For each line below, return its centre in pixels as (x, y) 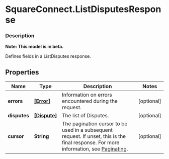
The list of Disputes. (86, 116)
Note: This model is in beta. (34, 47)
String (41, 136)
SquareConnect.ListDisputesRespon (83, 9)
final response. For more (91, 143)
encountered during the (90, 101)
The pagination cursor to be (95, 124)
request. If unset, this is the (94, 136)
